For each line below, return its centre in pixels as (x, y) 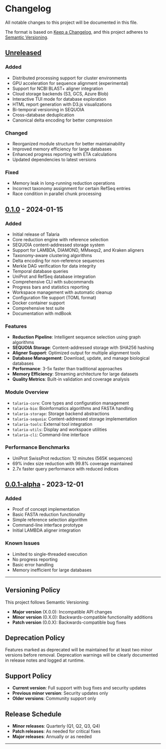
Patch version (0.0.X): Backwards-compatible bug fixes (69, 622)
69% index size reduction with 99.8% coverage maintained (72, 463)
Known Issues (22, 543)
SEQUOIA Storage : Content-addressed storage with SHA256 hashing (83, 347)
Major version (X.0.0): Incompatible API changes (62, 612)
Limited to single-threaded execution (50, 554)
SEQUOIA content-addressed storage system (58, 245)
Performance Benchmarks (38, 447)
